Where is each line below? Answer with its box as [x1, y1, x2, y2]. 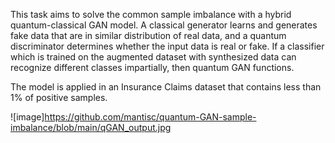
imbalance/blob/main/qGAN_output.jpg [10, 122, 172, 133]
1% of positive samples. [10, 92, 108, 103]
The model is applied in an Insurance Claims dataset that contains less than [10, 81, 322, 93]
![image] [10, 111, 45, 123]
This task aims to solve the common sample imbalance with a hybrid [10, 9, 292, 20]
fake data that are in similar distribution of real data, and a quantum [10, 30, 287, 41]
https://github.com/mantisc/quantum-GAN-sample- [44, 111, 257, 123]
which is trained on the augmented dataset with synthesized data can [10, 51, 297, 63]
